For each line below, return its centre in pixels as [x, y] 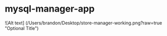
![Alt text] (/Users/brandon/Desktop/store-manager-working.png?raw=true [83, 23]
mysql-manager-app [50, 9]
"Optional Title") [22, 28]
